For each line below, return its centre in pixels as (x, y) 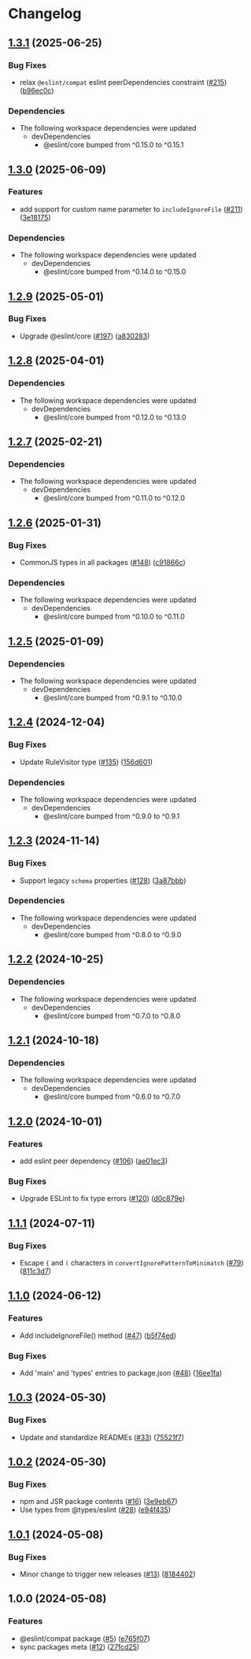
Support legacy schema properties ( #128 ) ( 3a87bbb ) (103, 880)
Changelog (45, 14)
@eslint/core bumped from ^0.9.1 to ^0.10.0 (113, 697)
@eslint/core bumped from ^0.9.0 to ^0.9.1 (111, 816)
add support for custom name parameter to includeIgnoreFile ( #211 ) (131, 209)
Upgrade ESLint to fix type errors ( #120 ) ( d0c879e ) (102, 1199)
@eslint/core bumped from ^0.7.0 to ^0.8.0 (112, 1015)
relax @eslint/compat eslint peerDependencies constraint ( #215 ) (123, 82)
